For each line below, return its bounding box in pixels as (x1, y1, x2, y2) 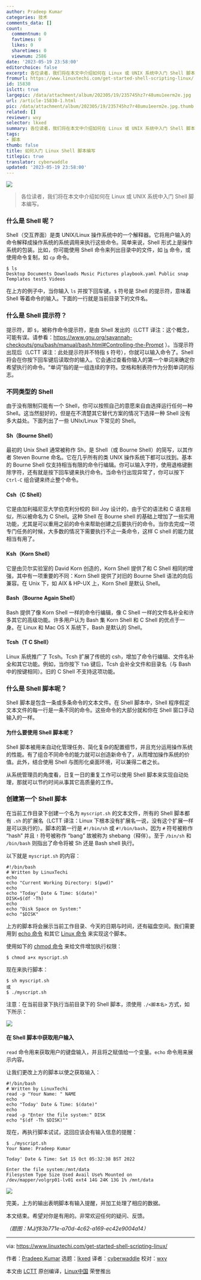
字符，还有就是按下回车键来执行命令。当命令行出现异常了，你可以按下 (11, 469, 184, 476)
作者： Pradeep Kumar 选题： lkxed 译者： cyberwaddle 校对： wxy (6, 1255, 167, 1262)
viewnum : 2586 (11, 53, 47, 59)
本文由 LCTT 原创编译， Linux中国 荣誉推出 (6, 1267, 111, 1275)
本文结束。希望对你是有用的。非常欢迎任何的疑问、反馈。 (6, 1212, 148, 1220)
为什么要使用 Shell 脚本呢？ (6, 729, 74, 736)
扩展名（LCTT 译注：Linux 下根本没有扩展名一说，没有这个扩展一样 (28, 817, 194, 824)
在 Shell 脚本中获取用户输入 (6, 1034, 74, 1041)
